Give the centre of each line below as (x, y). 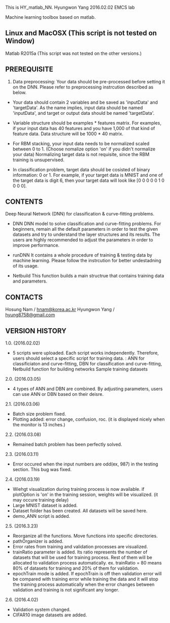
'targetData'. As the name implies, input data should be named (78, 107)
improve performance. (36, 245)
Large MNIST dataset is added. (45, 506)
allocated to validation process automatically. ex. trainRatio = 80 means (87, 563)
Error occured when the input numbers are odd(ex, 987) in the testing (85, 464)
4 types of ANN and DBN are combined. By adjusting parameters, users (88, 389)
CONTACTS (24, 297)
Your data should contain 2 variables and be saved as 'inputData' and (85, 102)
